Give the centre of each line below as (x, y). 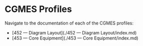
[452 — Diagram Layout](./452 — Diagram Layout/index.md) (74, 32)
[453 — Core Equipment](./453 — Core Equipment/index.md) (75, 38)
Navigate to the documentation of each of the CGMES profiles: (69, 23)
